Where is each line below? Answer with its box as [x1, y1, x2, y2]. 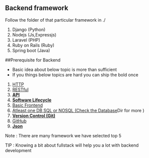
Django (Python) [12, 27, 46, 32]
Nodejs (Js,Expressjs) [12, 32, 57, 37]
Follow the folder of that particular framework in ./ [5, 17, 106, 23]
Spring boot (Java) [12, 47, 50, 53]
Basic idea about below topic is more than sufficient [12, 66, 117, 72]
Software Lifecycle [12, 97, 51, 103]
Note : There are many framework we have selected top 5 [5, 132, 122, 138]
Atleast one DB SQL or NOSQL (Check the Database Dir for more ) [12, 107, 145, 113]
